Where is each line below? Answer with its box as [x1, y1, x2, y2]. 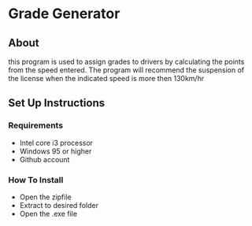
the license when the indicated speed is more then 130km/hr [8, 74, 205, 83]
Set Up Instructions [8, 96, 106, 110]
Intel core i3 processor [19, 138, 93, 147]
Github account [19, 154, 70, 164]
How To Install [8, 174, 64, 185]
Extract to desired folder [19, 200, 98, 209]
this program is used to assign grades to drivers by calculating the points [8, 57, 245, 66]
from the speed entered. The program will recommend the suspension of [8, 65, 245, 75]
